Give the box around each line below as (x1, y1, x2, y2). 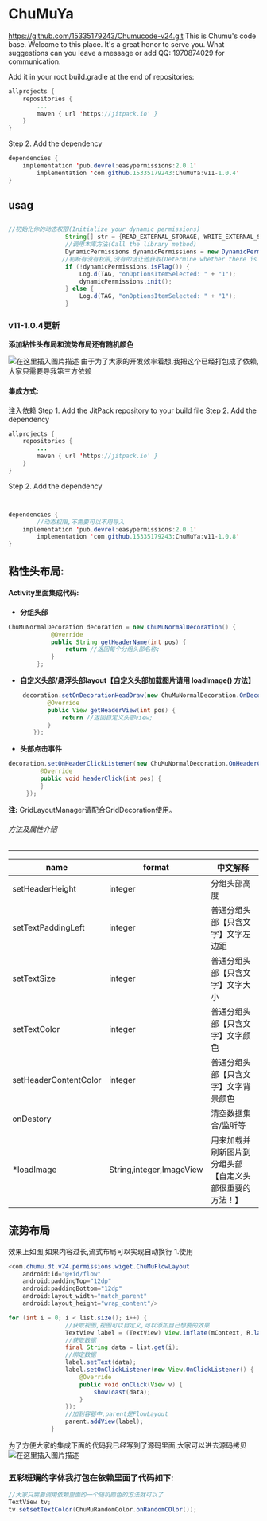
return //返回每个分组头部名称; (64, 645, 161, 653)
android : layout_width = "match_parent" (22, 1292, 148, 1300)
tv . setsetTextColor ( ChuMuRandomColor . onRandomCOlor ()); (8, 1506, 197, 1514)
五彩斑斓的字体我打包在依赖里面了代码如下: (8, 1472, 174, 1483)
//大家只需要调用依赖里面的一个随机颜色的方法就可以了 (8, 1491, 164, 1499)
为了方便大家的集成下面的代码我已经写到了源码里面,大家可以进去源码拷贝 (8, 1440, 248, 1450)
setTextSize (12, 973, 56, 984)
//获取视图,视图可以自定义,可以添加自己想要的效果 (64, 1321, 210, 1329)
